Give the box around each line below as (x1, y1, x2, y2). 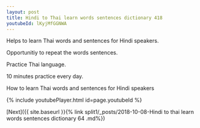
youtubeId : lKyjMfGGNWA (6, 20, 67, 26)
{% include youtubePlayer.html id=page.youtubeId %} (6, 96, 143, 104)
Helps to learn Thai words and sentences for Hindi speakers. (6, 37, 159, 45)
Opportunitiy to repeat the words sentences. (6, 49, 118, 56)
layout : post (6, 9, 40, 15)
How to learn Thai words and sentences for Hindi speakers (6, 85, 155, 92)
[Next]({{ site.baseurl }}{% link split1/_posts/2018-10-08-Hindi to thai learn (6, 108, 194, 116)
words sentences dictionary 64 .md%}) (6, 115, 105, 122)
